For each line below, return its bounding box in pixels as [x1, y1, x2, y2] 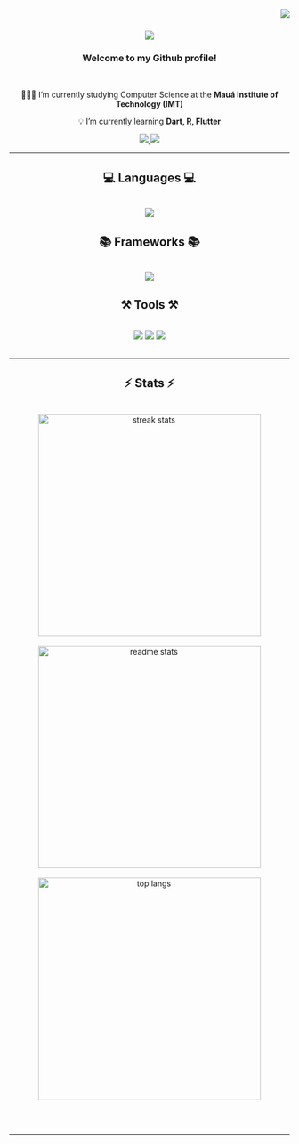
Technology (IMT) [115, 99, 184, 109]
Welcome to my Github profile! [82, 52, 217, 65]
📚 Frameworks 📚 [99, 234, 200, 249]
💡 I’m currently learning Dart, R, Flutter [77, 116, 222, 127]
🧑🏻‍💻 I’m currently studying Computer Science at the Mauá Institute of [20, 89, 279, 101]
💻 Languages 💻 [102, 170, 197, 185]
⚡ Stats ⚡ [124, 375, 175, 391]
